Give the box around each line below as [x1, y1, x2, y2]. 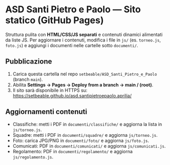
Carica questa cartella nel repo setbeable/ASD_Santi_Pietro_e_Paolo [12, 71, 157, 77]
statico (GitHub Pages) [5, 14, 104, 26]
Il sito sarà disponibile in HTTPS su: [12, 87, 88, 93]
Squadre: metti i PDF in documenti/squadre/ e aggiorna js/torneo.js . [12, 132, 158, 138]
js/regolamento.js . [12, 154, 54, 160]
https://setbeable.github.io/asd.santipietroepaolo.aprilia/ [12, 92, 132, 98]
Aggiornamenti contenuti [5, 108, 88, 116]
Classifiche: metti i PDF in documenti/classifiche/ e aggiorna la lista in [12, 121, 162, 127]
